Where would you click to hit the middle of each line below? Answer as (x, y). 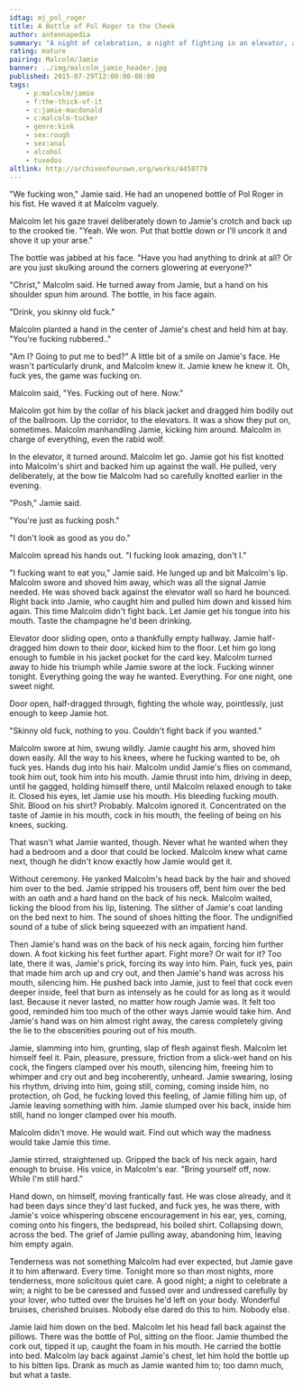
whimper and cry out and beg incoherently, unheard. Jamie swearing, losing (151, 1077)
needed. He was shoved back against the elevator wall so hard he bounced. (150, 592)
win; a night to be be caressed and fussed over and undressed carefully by (149, 1291)
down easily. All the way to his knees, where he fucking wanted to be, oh (145, 758)
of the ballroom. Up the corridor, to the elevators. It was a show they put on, (150, 420)
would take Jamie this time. (60, 1143)
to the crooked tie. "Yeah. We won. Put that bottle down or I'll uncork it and (148, 231)
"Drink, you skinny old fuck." (62, 312)
